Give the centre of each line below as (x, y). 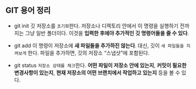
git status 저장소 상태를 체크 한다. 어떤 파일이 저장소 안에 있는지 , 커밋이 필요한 (100, 65)
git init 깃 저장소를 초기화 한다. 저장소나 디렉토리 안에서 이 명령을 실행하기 (96, 26)
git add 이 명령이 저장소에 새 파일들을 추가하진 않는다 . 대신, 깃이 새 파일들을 (99, 45)
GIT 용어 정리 (28, 11)
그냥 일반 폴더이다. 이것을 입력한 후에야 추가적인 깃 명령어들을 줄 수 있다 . (107, 33)
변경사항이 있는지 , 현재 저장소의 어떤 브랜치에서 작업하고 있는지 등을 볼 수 (97, 73)
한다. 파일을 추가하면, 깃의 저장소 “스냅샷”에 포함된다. (89, 53)
